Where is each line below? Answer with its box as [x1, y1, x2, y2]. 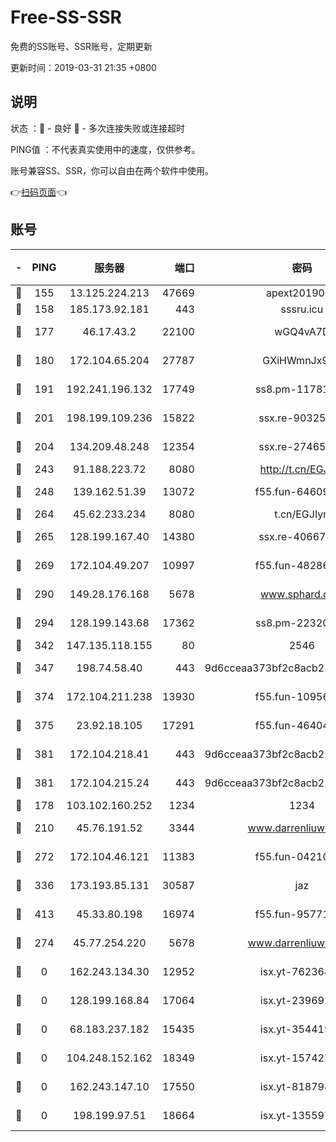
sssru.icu [280, 302, 324, 316]
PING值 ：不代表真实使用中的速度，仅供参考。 [10, 143, 201, 155]
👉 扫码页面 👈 [10, 186, 68, 198]
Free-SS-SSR [10, 6, 122, 29]
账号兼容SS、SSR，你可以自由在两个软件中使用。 [10, 164, 214, 176]
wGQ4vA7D [274, 324, 330, 338]
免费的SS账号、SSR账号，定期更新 [10, 40, 153, 52]
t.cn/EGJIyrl [274, 507, 330, 521]
